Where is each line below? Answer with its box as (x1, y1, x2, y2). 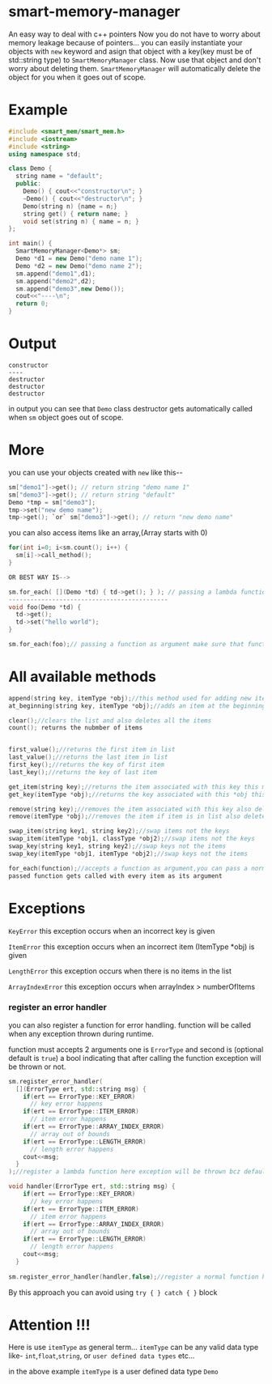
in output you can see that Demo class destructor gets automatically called (8, 403, 253, 413)
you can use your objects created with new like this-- (8, 467, 184, 477)
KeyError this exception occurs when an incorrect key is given (8, 926, 215, 935)
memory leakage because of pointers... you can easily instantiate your (8, 37, 243, 47)
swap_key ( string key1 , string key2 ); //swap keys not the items (8, 842, 227, 850)
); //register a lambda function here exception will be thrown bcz (8, 1168, 241, 1176)
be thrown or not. (8, 1062, 66, 1071)
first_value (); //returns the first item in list (8, 746, 176, 754)
